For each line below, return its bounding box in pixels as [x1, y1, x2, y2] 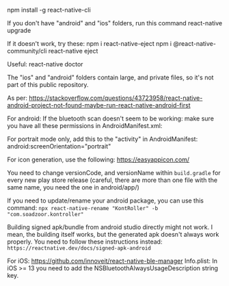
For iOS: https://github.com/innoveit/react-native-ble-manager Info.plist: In [7, 257, 217, 265]
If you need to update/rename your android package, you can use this [7, 196, 204, 205]
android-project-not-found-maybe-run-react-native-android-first [7, 101, 191, 109]
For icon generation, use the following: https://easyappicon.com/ [7, 155, 190, 164]
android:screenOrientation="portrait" [7, 142, 111, 150]
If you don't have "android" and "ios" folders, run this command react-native [7, 19, 223, 27]
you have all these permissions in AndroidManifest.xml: [7, 122, 163, 129]
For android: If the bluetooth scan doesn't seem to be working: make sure [7, 114, 214, 122]
